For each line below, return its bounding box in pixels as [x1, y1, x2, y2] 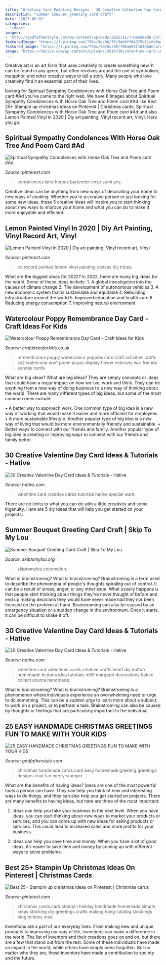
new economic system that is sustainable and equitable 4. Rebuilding [5, 289, 146, 295]
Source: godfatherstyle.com [5, 758, 63, 764]
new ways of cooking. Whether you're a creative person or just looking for [5, 194, 157, 200]
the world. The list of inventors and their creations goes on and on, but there [5, 934, 161, 940]
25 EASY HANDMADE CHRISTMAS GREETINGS [5, 722, 153, 731]
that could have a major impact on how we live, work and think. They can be [5, 379, 160, 385]
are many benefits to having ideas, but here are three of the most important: [5, 798, 160, 804]
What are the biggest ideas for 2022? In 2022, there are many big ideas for [5, 273, 158, 280]
